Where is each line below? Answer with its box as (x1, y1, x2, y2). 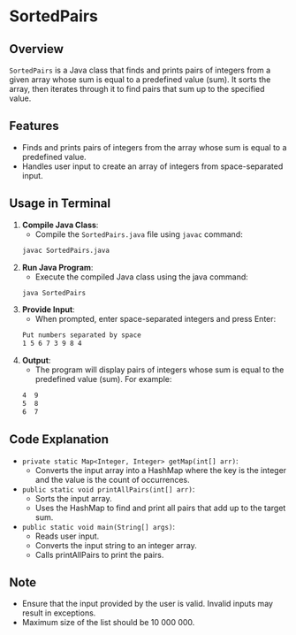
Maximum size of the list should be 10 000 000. (21, 617, 195, 628)
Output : (21, 356, 51, 366)
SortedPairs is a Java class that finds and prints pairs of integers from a (9, 65, 271, 75)
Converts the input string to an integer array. (34, 539, 197, 550)
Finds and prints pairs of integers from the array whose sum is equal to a (21, 142, 287, 152)
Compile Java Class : (21, 219, 99, 230)
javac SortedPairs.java (21, 246, 110, 255)
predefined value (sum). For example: (34, 374, 172, 385)
